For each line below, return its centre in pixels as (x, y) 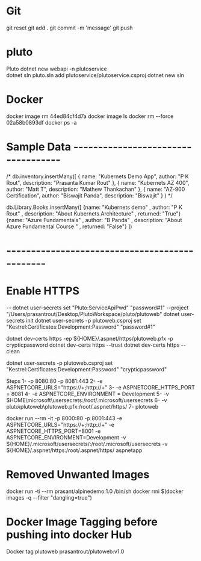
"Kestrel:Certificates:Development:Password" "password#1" (81, 327)
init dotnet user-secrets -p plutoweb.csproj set (84, 320)
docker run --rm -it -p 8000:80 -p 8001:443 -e (64, 418)
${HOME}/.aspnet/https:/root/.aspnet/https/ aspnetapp (74, 450)
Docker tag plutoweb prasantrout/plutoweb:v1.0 (65, 551)
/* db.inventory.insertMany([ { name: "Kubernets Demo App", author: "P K (97, 176)
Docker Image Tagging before (82, 522)
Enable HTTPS (43, 291)
